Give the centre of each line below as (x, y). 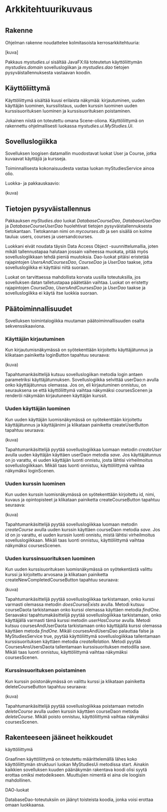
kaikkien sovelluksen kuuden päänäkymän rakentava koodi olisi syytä (76, 770)
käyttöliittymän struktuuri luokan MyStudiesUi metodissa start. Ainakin (77, 765)
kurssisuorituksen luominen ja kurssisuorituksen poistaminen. (68, 111)
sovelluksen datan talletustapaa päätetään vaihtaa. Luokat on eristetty (77, 282)
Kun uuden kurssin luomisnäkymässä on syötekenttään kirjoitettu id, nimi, (80, 494)
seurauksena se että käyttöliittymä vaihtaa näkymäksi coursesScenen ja (79, 391)
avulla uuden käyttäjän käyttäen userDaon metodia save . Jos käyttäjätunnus (83, 454)
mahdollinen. (18, 780)
